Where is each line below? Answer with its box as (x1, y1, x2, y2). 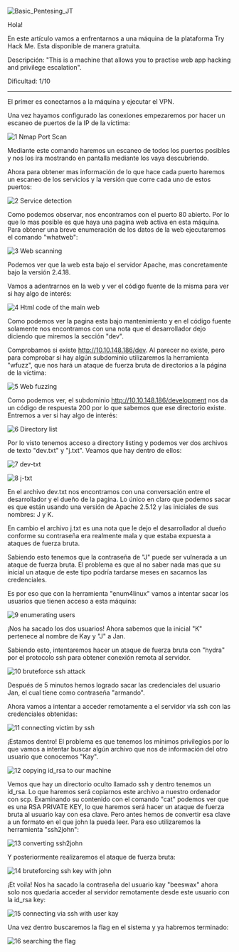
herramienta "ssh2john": (7, 825, 80, 833)
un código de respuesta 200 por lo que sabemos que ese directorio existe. (7, 404, 226, 412)
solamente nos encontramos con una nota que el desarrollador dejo (7, 324, 206, 333)
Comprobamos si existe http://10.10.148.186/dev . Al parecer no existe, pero (7, 346, 225, 354)
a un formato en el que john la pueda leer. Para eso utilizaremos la (7, 818, 201, 826)
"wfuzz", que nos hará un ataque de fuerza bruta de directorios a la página (7, 361, 227, 369)
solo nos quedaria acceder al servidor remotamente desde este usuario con (7, 888, 230, 896)
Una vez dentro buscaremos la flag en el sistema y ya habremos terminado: (7, 923, 229, 931)
